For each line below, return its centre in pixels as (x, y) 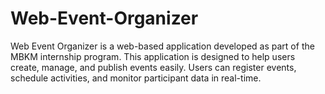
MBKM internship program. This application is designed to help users (153, 56)
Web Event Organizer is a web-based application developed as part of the (162, 46)
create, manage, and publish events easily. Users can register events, (153, 67)
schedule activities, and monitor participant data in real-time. (136, 78)
